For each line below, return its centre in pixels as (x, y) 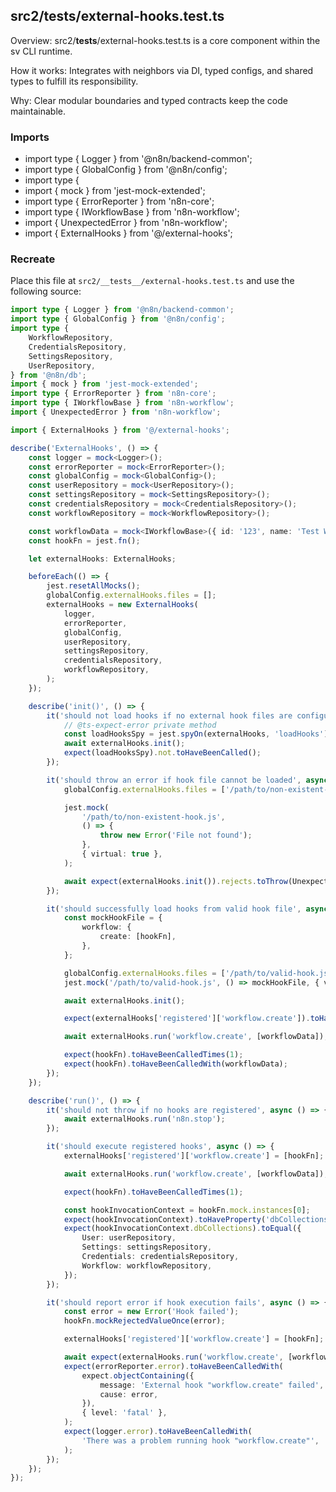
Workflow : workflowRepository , (147, 1265)
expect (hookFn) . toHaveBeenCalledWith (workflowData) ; (175, 1064)
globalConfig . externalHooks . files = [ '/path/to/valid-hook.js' (198, 973)
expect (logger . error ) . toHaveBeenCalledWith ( (158, 1432)
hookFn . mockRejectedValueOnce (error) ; (144, 1321)
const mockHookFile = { (113, 918)
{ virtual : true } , (122, 854)
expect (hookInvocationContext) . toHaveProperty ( (165, 1219)
